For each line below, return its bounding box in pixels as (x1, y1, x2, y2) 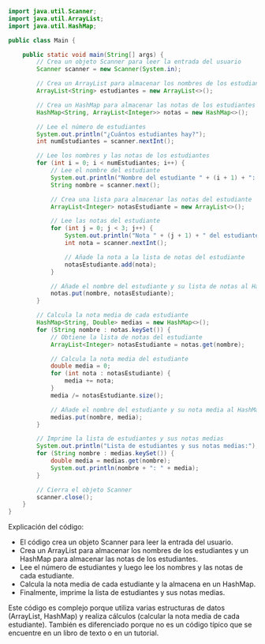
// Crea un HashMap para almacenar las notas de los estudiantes (36, 101, 256, 109)
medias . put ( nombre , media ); (50, 413, 144, 421)
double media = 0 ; (50, 362, 111, 371)
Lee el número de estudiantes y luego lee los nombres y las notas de (19, 563, 243, 572)
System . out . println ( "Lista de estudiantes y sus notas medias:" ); (36, 443, 259, 450)
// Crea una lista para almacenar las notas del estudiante (50, 195, 252, 203)
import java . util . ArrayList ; (8, 14, 104, 23)
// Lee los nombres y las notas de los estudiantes (36, 152, 211, 160)
